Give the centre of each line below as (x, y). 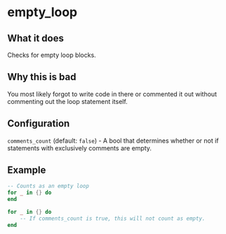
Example (27, 170)
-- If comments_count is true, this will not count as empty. (113, 219)
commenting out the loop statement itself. (67, 101)
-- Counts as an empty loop (48, 186)
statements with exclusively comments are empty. (80, 148)
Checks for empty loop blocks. (52, 55)
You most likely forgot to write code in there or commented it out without (112, 94)
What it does (36, 38)
